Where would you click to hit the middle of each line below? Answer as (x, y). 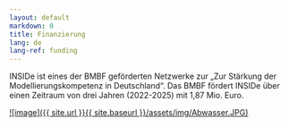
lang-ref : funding (43, 51)
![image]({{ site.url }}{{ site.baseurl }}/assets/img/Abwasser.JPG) (129, 113)
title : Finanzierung (48, 34)
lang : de (25, 42)
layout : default (39, 17)
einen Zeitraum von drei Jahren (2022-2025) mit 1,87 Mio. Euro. (127, 96)
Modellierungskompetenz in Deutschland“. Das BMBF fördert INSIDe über (144, 86)
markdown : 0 (31, 26)
